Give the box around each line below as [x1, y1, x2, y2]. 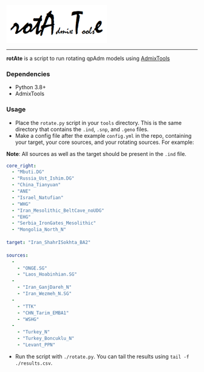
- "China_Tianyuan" [12, 182, 61, 188]
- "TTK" [17, 303, 36, 309]
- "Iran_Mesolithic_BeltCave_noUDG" [12, 208, 104, 214]
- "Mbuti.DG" [12, 169, 45, 175]
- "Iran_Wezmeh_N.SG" [17, 291, 72, 297]
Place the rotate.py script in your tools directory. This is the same [15, 119, 182, 126]
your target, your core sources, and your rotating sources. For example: [15, 138, 194, 146]
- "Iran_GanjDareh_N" [17, 284, 72, 291]
